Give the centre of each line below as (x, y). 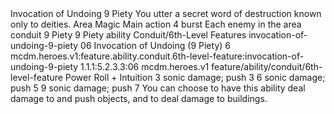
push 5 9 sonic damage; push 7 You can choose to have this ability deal (158, 88)
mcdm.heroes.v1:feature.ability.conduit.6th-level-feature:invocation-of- (157, 56)
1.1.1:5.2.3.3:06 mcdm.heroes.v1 (145, 66)
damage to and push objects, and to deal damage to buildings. (139, 98)
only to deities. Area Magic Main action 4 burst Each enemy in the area (156, 24)
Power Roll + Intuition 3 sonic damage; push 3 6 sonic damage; (195, 77)
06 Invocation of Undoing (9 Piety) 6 (155, 45)
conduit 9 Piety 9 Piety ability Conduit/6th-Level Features (128, 35)
